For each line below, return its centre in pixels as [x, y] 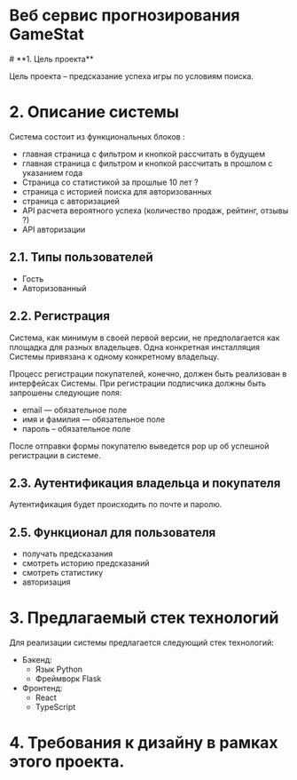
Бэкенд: [37, 660]
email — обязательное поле [74, 410]
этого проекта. [67, 762]
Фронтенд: [42, 688]
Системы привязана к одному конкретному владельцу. [114, 356]
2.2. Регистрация [60, 316]
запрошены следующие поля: [66, 393]
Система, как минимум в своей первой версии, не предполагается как [145, 338]
